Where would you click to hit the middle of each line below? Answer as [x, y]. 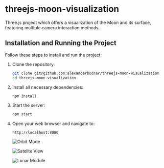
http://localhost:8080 [35, 133]
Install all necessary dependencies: [48, 87]
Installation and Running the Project [61, 43]
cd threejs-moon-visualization [44, 78]
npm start [22, 114]
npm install [24, 96]
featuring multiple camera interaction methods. [52, 27]
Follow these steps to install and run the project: [53, 55]
